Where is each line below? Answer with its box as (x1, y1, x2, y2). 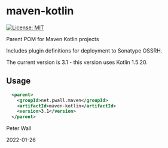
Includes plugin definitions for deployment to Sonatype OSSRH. (6, 47, 163, 54)
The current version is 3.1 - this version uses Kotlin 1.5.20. (6, 58, 148, 66)
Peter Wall (6, 125, 32, 132)
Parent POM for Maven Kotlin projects (6, 35, 99, 42)
